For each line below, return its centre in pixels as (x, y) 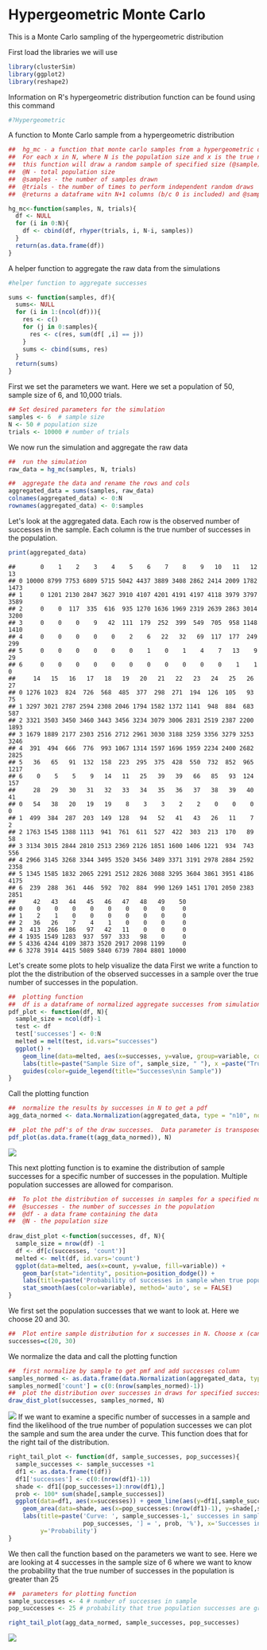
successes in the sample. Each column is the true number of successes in (130, 529)
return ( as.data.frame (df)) (60, 246)
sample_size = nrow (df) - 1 (60, 1244)
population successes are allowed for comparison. (91, 1184)
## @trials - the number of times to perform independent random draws (131, 187)
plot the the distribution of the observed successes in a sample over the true (133, 973)
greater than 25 (34, 1579)
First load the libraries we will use (63, 52)
